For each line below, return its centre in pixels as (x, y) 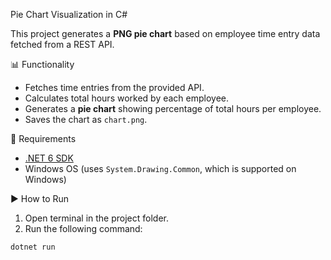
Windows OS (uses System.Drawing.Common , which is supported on (160, 168)
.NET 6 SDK (49, 158)
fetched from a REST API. (62, 44)
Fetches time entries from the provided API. (114, 87)
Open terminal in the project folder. (97, 218)
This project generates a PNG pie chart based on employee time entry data (165, 33)
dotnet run (33, 247)
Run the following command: (83, 228)
